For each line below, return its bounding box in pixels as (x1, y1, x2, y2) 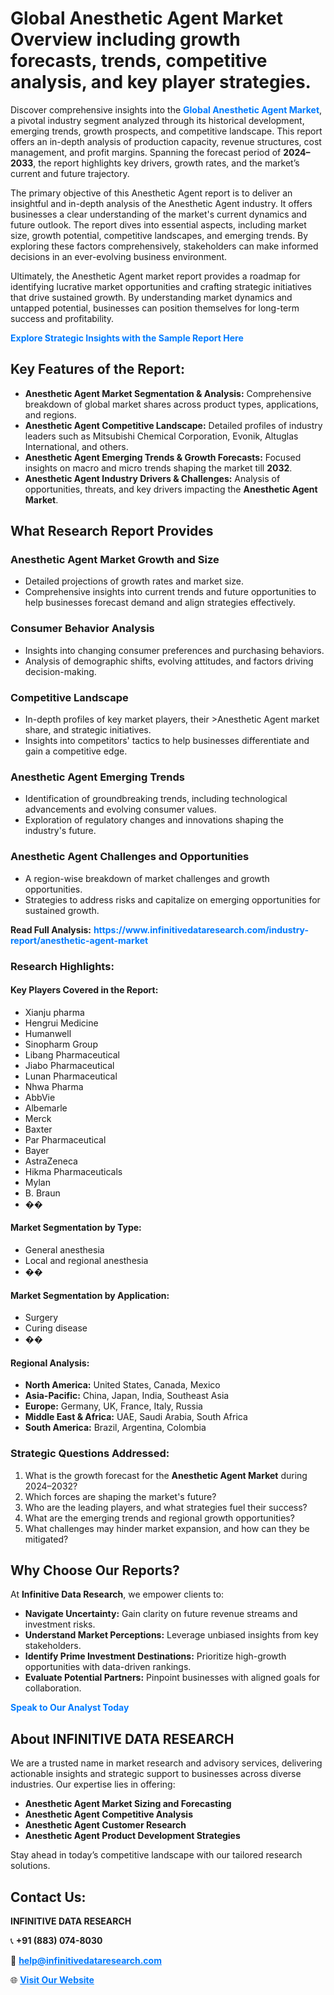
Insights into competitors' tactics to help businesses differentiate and (24, 735, 310, 747)
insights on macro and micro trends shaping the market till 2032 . (24, 462, 293, 474)
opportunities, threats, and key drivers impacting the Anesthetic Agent (24, 483, 318, 495)
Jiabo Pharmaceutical (24, 1059, 115, 1071)
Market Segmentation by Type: (10, 1222, 142, 1234)
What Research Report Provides (10, 523, 214, 540)
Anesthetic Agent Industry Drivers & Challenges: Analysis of (24, 472, 281, 484)
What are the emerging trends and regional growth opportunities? (24, 1512, 295, 1524)
